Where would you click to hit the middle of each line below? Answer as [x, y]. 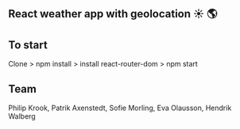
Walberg [22, 116]
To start [28, 45]
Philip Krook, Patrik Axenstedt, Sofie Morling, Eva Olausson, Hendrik [120, 108]
